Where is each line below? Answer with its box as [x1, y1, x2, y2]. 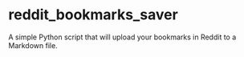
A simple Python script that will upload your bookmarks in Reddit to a [8, 32, 237, 42]
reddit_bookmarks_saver [8, 6, 178, 24]
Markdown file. [8, 40, 58, 50]
